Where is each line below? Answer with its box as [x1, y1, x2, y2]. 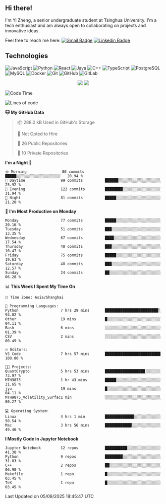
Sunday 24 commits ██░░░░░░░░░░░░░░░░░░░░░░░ [5, 270, 161, 275]
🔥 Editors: [5, 347, 28, 352]
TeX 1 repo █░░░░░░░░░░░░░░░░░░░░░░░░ [5, 480, 161, 485]
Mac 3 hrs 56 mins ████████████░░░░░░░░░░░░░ [5, 423, 161, 428]
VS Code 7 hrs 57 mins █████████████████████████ [5, 351, 161, 357]
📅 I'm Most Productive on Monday [5, 208, 77, 214]
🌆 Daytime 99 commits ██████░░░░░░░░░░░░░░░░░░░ [5, 178, 161, 183]
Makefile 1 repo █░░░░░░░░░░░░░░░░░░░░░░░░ [5, 471, 161, 476]
